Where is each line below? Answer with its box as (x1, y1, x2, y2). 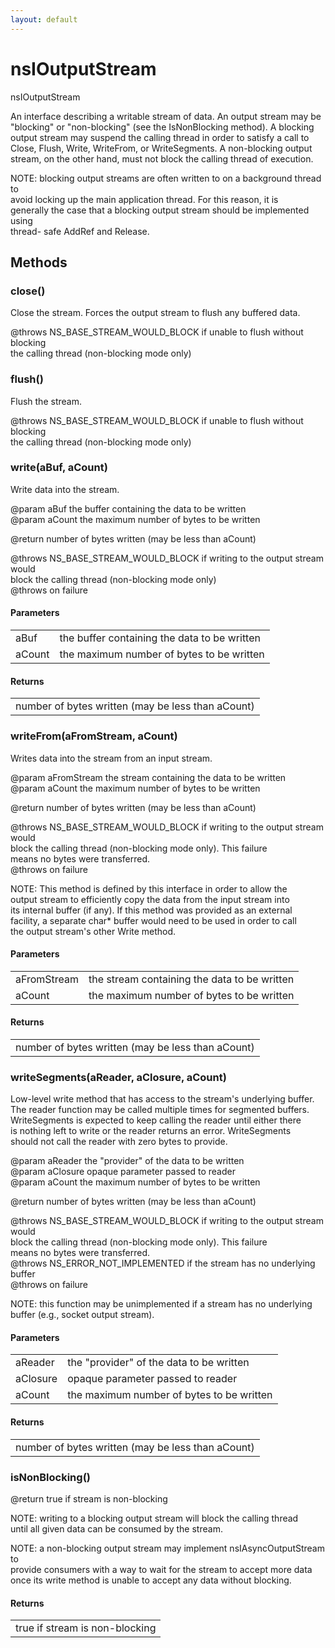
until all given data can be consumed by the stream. (10, 1522, 223, 1535)
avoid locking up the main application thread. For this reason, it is (10, 193, 279, 205)
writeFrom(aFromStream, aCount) (10, 729, 178, 743)
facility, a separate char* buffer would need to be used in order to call (10, 914, 297, 926)
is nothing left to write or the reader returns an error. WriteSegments (10, 1125, 292, 1137)
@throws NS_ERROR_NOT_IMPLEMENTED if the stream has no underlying (10, 1257, 316, 1270)
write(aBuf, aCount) (10, 461, 108, 475)
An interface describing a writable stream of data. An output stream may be (10, 110, 322, 122)
